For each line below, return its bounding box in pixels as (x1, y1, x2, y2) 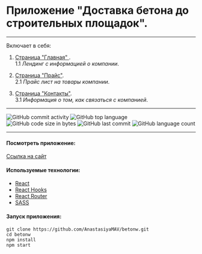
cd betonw (6, 231, 31, 238)
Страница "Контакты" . (14, 90, 72, 97)
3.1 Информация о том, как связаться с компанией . (14, 96, 148, 103)
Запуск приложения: (6, 212, 62, 220)
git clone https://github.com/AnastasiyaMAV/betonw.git (6, 226, 149, 232)
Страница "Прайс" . (14, 72, 64, 79)
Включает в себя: (6, 42, 52, 49)
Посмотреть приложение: (6, 139, 76, 146)
